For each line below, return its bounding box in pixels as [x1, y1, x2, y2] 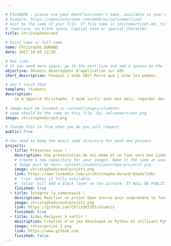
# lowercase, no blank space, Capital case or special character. [5, 26, 149, 31]
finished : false [14, 233, 49, 238]
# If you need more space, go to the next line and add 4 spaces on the [5, 63, 163, 69]
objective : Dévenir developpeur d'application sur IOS [5, 68, 124, 73]
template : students [5, 87, 47, 92]
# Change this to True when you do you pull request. [5, 124, 122, 130]
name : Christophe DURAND [5, 45, 58, 50]
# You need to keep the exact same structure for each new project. [5, 139, 154, 144]
